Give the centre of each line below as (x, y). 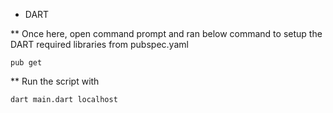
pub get (26, 63)
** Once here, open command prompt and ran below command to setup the (166, 33)
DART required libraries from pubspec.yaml (99, 44)
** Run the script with (55, 81)
